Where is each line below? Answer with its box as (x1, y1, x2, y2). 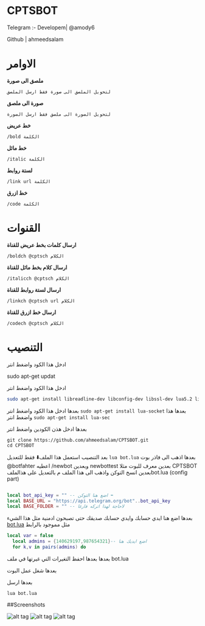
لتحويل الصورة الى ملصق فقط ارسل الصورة (7, 111, 111, 117)
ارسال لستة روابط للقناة (7, 286, 61, 293)
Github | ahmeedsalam (7, 35, 64, 43)
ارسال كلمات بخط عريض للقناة (7, 241, 77, 248)
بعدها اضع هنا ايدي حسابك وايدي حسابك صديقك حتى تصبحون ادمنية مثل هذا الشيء (7, 515, 193, 522)
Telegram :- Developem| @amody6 (7, 24, 95, 31)
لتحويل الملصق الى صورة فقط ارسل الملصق (7, 89, 111, 95)
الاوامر (7, 57, 36, 71)
